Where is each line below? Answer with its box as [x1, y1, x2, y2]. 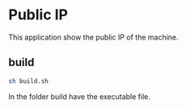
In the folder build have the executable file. [8, 91, 151, 102]
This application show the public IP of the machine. [8, 32, 180, 42]
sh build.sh [8, 77, 49, 85]
